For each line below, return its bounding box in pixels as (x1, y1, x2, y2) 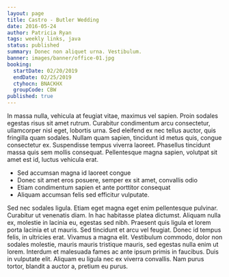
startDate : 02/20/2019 (13, 67, 78, 74)
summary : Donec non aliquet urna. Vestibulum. (7, 49, 142, 56)
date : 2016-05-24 (7, 23, 57, 29)
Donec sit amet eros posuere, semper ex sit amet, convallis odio (16, 176, 198, 184)
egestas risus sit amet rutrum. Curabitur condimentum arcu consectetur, (7, 119, 211, 127)
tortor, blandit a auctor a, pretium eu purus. (7, 262, 129, 270)
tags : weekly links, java (7, 36, 81, 43)
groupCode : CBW (13, 86, 57, 93)
